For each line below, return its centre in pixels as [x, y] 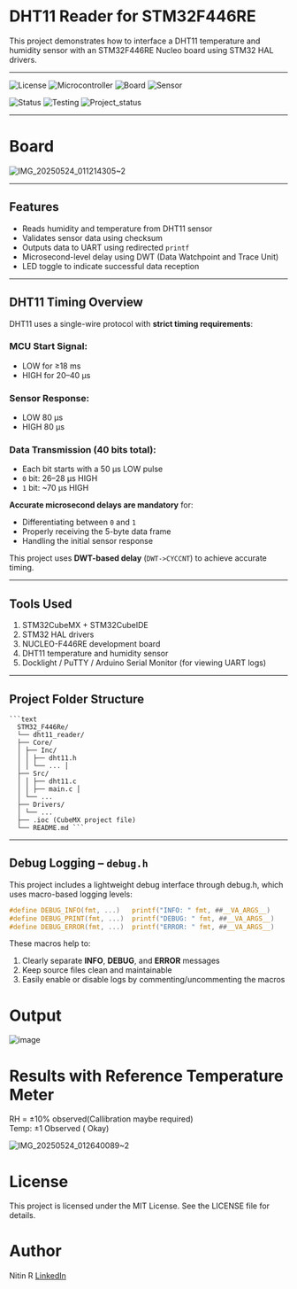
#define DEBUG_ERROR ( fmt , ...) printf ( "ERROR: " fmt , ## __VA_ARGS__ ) [142, 927]
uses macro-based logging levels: [71, 894]
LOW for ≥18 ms [51, 366]
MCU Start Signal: [49, 346]
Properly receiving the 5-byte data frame [96, 532]
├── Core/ [35, 743]
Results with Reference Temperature [146, 1076]
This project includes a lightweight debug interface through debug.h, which [146, 884]
